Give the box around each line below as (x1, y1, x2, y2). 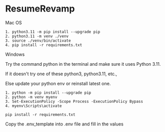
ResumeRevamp (5, 3, 75, 15)
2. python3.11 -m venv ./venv (5, 34, 69, 39)
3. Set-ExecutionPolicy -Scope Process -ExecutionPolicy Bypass (5, 99, 143, 104)
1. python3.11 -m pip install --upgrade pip (5, 29, 100, 34)
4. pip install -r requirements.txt (5, 42, 82, 48)
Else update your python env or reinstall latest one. (5, 80, 111, 86)
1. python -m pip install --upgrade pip (5, 90, 92, 95)
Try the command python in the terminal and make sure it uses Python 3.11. (5, 61, 161, 67)
